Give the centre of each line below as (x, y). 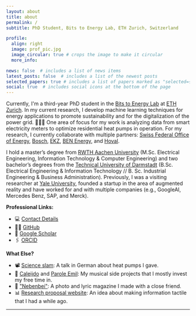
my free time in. (33, 280)
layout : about (23, 11)
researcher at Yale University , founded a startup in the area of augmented (94, 183)
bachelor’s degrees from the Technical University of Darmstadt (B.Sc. (90, 165)
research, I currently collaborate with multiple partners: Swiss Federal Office (98, 135)
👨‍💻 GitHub (27, 227)
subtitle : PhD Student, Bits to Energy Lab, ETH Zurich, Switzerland (92, 28)
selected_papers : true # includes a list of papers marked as (83, 82)
